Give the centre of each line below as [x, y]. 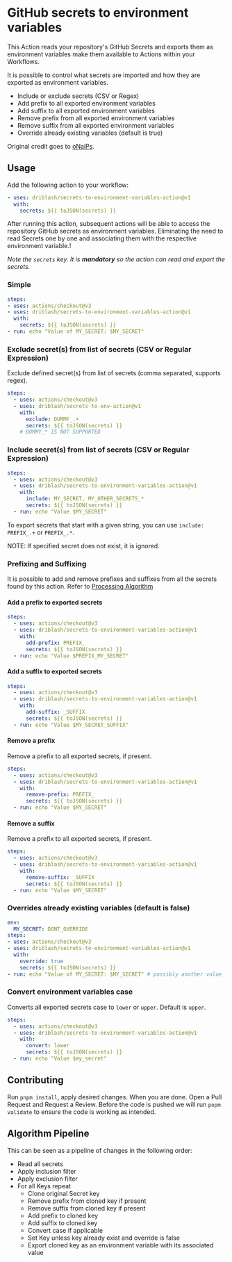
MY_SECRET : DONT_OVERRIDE [51, 929]
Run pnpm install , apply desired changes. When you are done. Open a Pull [115, 1097]
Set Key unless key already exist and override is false [104, 1238]
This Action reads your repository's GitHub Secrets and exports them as [110, 47]
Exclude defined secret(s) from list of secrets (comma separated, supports [114, 373]
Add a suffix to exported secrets [55, 671]
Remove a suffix [31, 823]
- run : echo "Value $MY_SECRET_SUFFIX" [71, 725]
